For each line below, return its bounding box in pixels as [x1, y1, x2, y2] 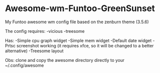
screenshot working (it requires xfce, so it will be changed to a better [16, 43, 154, 48]
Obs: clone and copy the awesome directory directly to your [5, 57, 125, 63]
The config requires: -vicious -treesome [5, 28, 85, 34]
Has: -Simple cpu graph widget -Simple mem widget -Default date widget [5, 37, 152, 44]
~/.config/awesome [5, 62, 44, 68]
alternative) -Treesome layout [5, 48, 64, 54]
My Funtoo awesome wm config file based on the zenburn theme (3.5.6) [5, 19, 149, 25]
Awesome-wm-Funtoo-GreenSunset [5, 3, 155, 14]
